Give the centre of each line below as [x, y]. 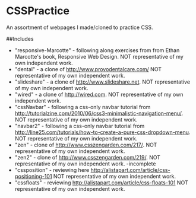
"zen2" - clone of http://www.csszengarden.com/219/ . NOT [88, 157]
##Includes [20, 39]
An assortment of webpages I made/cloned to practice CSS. [80, 27]
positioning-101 [33, 176]
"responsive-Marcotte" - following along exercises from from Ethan [97, 50]
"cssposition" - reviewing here [52, 170]
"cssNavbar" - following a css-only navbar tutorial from [83, 107]
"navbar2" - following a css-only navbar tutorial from [80, 126]
